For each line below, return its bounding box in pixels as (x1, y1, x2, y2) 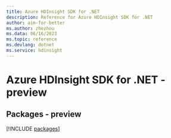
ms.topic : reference (6, 36, 58, 42)
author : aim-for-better (6, 20, 66, 26)
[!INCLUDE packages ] (6, 125, 60, 132)
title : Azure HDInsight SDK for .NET (6, 8, 100, 15)
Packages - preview (6, 109, 82, 120)
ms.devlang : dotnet (6, 42, 55, 48)
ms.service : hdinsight (6, 48, 63, 54)
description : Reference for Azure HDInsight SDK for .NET (6, 14, 153, 20)
